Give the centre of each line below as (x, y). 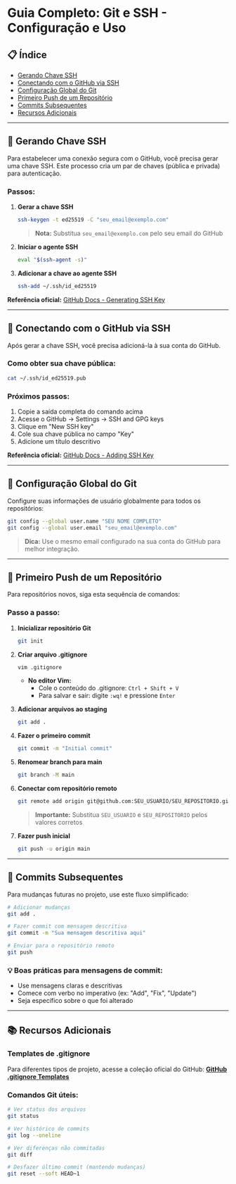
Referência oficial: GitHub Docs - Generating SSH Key (86, 299)
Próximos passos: (39, 396)
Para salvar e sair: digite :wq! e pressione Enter (107, 696)
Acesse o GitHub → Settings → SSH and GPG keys (91, 419)
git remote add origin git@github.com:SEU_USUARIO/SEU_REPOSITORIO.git (124, 802)
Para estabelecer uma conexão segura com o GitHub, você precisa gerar (113, 158)
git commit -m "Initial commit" (65, 749)
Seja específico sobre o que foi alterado (75, 1001)
